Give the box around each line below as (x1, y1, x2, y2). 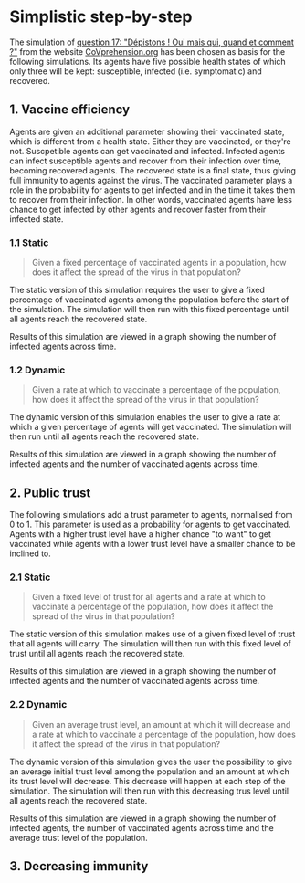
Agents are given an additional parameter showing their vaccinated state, (9, 126, 285, 137)
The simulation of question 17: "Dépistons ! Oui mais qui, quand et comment (9, 37, 295, 47)
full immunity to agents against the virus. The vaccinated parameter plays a (9, 174, 293, 185)
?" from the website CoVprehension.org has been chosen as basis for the (9, 46, 286, 57)
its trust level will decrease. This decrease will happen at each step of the (9, 775, 286, 786)
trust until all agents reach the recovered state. (9, 648, 185, 659)
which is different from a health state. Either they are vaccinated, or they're (9, 135, 292, 147)
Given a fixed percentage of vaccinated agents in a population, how (31, 258, 287, 268)
